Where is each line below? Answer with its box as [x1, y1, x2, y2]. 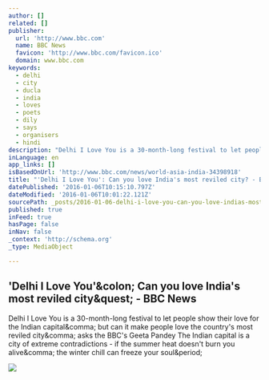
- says [15, 123, 38, 131]
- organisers [15, 131, 59, 139]
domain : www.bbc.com [15, 57, 84, 65]
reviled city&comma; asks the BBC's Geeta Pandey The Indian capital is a [8, 330, 251, 340]
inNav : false [8, 228, 52, 236]
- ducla [15, 86, 42, 95]
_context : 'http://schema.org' [8, 236, 113, 244]
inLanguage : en [8, 153, 59, 161]
